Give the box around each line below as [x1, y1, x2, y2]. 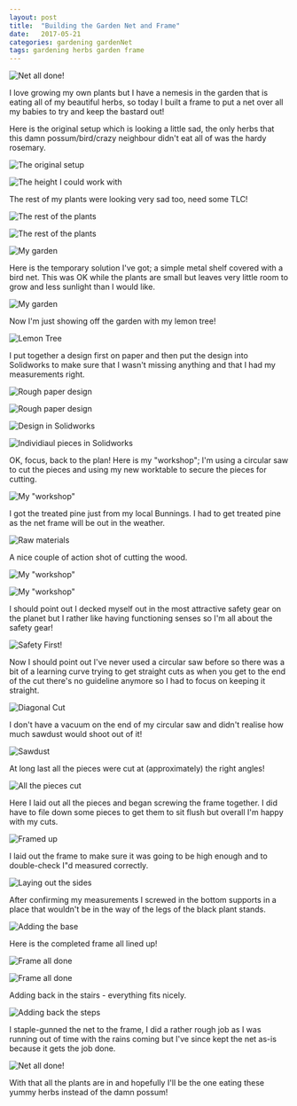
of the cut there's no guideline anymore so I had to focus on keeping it [9, 676, 266, 686]
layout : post [9, 12, 58, 22]
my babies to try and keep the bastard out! [9, 106, 165, 117]
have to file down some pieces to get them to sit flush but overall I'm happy [9, 807, 284, 818]
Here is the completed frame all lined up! [9, 938, 158, 949]
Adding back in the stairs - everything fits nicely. [9, 990, 187, 1000]
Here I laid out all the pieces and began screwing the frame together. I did [9, 797, 277, 808]
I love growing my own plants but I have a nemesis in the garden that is [9, 88, 269, 98]
